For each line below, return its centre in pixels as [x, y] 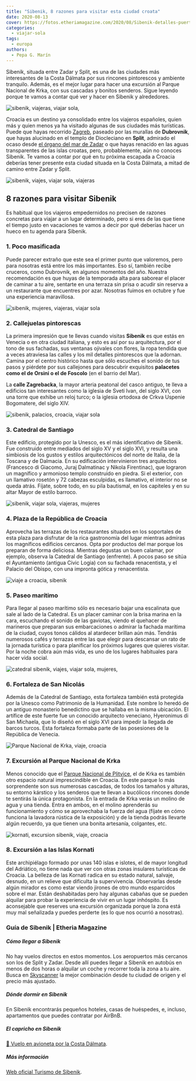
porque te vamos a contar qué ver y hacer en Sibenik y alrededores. [88, 97]
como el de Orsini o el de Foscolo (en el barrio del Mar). [73, 373]
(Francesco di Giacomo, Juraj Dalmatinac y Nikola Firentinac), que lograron [96, 467]
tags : [13, 39]
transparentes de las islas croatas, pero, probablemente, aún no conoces [94, 150]
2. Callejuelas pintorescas [44, 323]
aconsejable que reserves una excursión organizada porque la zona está [93, 906]
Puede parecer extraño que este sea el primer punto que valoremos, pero [94, 259]
